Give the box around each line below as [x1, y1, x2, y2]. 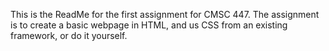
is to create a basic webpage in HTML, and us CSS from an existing [10, 19, 288, 31]
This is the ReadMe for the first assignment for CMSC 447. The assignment [10, 9, 320, 20]
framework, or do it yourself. [10, 30, 128, 41]
